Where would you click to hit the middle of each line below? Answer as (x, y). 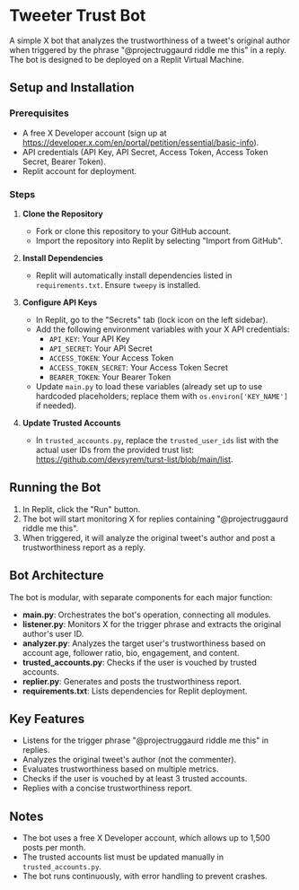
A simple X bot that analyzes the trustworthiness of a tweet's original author (150, 40)
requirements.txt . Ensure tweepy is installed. (118, 284)
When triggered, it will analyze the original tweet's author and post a (149, 537)
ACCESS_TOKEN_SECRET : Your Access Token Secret (139, 367)
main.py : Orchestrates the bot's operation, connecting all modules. (146, 615)
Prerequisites (39, 113)
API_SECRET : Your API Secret (101, 348)
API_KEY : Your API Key (89, 338)
